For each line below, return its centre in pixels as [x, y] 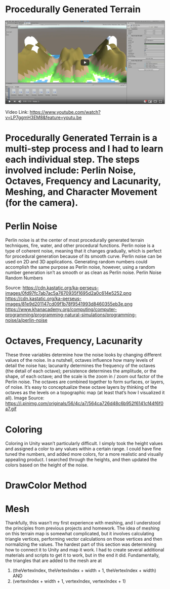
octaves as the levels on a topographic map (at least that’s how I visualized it [85, 393]
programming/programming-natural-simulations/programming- [71, 315]
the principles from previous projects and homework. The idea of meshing [82, 528]
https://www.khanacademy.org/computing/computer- [61, 309]
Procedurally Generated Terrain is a [81, 138]
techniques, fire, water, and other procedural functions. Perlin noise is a [80, 245]
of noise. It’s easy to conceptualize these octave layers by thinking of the [81, 387]
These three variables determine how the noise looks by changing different [83, 355]
